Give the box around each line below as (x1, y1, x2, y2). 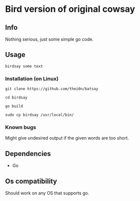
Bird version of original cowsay (5, 3, 135, 15)
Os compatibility (5, 177, 57, 185)
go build (5, 104, 23, 109)
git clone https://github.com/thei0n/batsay (5, 87, 98, 92)
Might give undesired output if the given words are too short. (5, 135, 129, 141)
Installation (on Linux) (5, 75, 59, 82)
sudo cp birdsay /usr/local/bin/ (5, 112, 74, 117)
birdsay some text (5, 63, 43, 69)
